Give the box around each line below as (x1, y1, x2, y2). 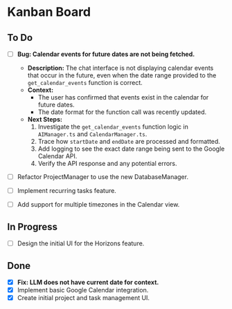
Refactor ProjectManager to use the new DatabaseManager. (17, 173, 189, 181)
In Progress (7, 221, 57, 232)
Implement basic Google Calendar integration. (17, 286, 149, 294)
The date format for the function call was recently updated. (37, 108, 207, 116)
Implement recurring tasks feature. (17, 187, 116, 195)
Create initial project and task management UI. (17, 294, 150, 302)
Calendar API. (37, 152, 78, 160)
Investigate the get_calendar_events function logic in (37, 122, 188, 131)
